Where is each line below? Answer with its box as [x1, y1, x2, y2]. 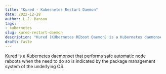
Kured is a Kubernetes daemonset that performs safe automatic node [5, 53, 146, 59]
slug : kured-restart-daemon [5, 30, 63, 35]
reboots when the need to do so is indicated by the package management [5, 58, 156, 64]
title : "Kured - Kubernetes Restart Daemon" [5, 7, 98, 12]
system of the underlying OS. [5, 63, 65, 69]
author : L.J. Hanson [5, 16, 48, 21]
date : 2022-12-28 [5, 12, 41, 17]
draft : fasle [5, 39, 32, 44]
